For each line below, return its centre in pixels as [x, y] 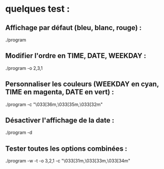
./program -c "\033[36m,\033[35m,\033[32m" [54, 104]
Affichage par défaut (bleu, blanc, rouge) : [73, 28]
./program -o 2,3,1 [24, 68]
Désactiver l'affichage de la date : [60, 120]
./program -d [19, 132]
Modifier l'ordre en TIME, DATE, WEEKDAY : [76, 56]
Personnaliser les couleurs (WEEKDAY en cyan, [82, 84]
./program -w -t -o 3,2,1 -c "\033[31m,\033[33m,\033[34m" [68, 161]
